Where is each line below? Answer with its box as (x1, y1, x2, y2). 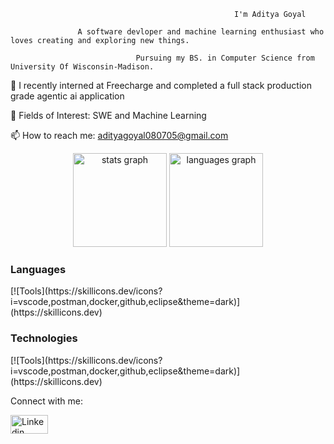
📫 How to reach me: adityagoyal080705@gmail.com (10, 130, 229, 141)
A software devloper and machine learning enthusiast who (77, 27, 325, 37)
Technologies (10, 331, 78, 345)
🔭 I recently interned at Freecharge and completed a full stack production (10, 80, 312, 91)
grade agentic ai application (10, 90, 125, 102)
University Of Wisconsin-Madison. (10, 62, 155, 72)
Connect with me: (10, 395, 83, 407)
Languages (10, 262, 67, 276)
